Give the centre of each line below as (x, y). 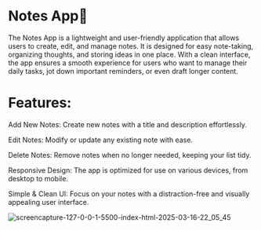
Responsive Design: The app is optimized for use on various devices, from (128, 170)
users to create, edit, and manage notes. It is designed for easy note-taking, (131, 46)
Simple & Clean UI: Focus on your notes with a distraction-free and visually (129, 193)
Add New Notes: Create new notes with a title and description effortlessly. (127, 124)
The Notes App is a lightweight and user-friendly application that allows (124, 38)
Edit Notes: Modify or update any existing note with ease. (101, 140)
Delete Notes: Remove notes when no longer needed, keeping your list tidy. (130, 155)
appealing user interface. (49, 202)
